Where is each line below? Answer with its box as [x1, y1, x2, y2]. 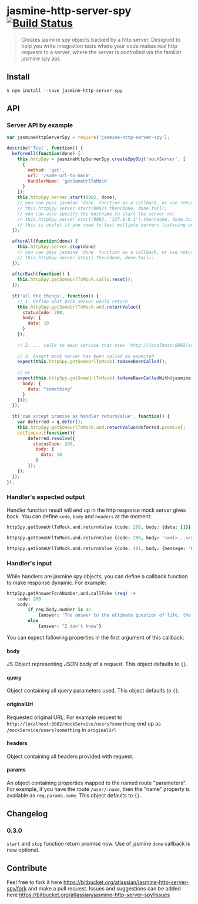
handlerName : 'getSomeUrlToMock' [28, 178, 110, 184]
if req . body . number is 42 [28, 607, 92, 613]
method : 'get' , [28, 167, 65, 173]
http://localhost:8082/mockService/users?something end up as [6, 720, 161, 727]
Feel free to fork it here [6, 879, 62, 886]
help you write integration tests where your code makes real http [21, 42, 178, 49]
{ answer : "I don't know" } [38, 623, 102, 630]
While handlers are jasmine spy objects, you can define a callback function [6, 572, 188, 580]
